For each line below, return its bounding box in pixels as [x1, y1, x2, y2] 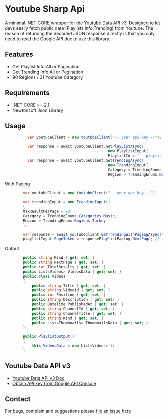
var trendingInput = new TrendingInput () [23, 200, 111, 205]
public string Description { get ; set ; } [31, 297, 120, 302]
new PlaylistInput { [108, 149, 149, 154]
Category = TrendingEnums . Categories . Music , [23, 213, 117, 218]
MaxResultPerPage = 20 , [23, 209, 72, 214]
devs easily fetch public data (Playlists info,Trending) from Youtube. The [5, 25, 154, 31]
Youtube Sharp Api [5, 3, 85, 15]
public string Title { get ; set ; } [31, 283, 106, 288]
